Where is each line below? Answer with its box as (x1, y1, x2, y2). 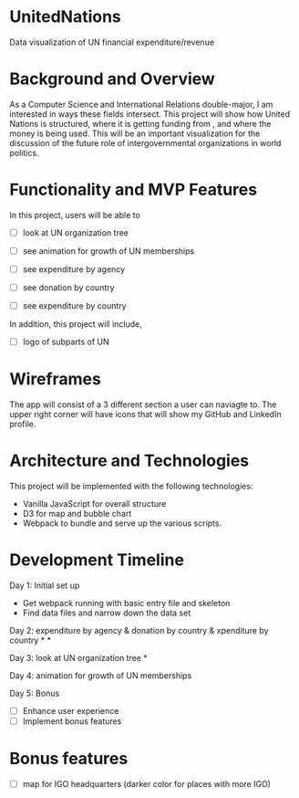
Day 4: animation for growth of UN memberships (9, 670, 192, 681)
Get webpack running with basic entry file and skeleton (22, 598, 231, 608)
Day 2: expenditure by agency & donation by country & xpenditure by (9, 625, 269, 635)
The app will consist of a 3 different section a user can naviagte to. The (9, 399, 277, 410)
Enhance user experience (22, 706, 119, 716)
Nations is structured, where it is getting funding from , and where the (9, 118, 272, 129)
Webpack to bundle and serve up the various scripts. (22, 518, 222, 529)
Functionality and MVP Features (9, 180, 258, 200)
